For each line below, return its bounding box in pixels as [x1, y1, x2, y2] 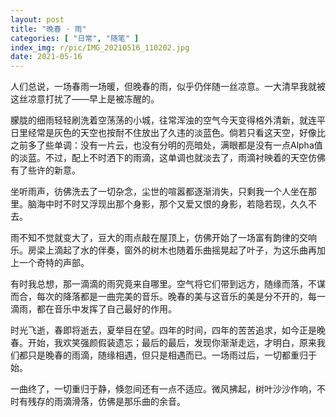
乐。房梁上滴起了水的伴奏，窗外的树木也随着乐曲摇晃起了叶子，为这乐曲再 [10, 244, 317, 256]
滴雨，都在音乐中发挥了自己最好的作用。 [10, 303, 177, 315]
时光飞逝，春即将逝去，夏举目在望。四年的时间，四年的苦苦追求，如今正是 [10, 324, 317, 336]
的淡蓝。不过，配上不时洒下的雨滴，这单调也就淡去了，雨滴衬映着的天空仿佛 [10, 152, 326, 164]
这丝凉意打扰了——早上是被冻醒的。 [10, 93, 160, 105]
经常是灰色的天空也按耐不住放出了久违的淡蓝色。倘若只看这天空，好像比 [27, 127, 326, 139]
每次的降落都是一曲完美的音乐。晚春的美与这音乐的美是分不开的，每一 [36, 291, 326, 303]
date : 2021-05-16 [10, 52, 83, 62]
